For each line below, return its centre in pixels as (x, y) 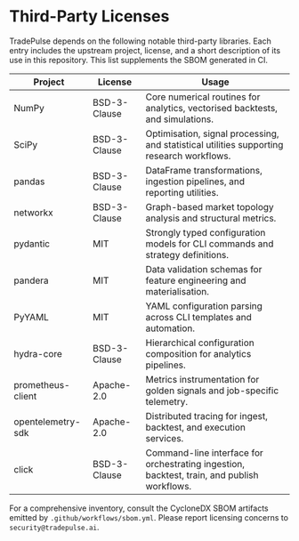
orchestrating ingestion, (195, 464)
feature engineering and (196, 280)
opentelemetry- (47, 422)
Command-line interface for (205, 453)
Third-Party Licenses (89, 16)
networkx (33, 213)
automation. (170, 328)
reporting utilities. (182, 192)
